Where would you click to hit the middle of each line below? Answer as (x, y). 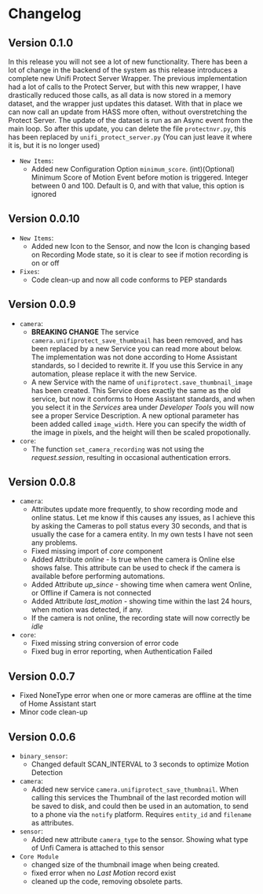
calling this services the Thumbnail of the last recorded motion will (139, 798)
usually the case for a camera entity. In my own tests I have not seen (142, 534)
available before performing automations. (98, 577)
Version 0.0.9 (42, 304)
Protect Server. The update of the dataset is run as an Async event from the (131, 120)
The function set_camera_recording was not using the (118, 449)
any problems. (55, 543)
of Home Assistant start (58, 704)
